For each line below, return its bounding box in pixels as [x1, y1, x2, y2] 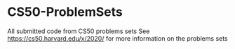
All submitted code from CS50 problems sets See [7, 27, 150, 35]
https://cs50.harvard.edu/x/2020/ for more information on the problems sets [7, 34, 228, 42]
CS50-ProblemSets [7, 4, 123, 20]
